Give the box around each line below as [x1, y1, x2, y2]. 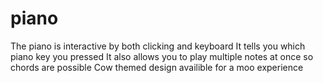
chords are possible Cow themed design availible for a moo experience [10, 61, 304, 73]
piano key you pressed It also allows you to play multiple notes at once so [10, 50, 314, 62]
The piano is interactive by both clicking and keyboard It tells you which [10, 40, 306, 52]
